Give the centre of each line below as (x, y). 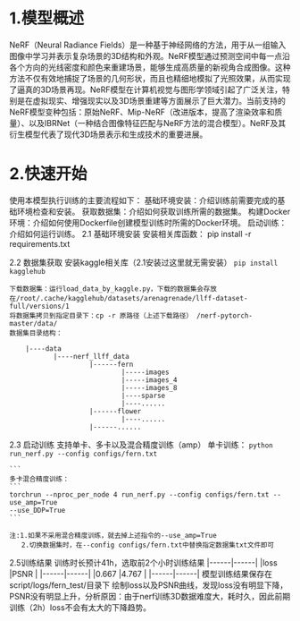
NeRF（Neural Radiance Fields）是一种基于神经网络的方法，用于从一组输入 (148, 45)
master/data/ (33, 323)
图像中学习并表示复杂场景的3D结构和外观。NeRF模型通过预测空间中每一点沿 (150, 55)
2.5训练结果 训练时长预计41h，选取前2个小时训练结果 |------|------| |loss (144, 562)
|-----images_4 (149, 380)
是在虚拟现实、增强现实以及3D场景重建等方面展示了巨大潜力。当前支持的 (151, 100)
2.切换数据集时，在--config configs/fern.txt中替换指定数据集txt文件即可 (148, 545)
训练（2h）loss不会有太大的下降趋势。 (80, 607)
